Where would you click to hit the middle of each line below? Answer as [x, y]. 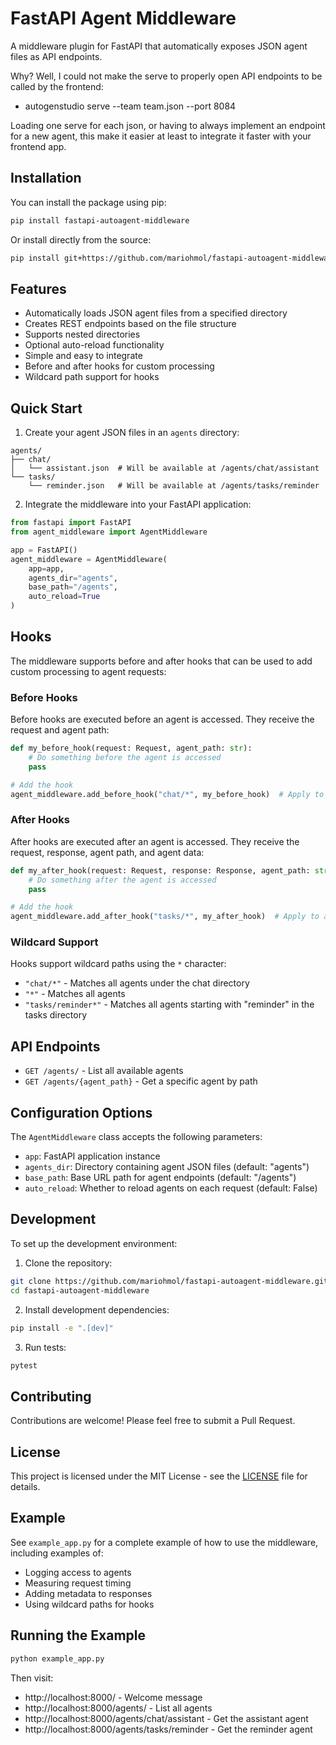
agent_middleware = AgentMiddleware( [89, 559]
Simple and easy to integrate [83, 356]
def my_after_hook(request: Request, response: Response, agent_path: [160, 870]
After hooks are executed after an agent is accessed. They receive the [155, 841]
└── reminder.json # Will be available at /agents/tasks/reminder [174, 486]
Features [38, 288]
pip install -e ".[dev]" [62, 1328]
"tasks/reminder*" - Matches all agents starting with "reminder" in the [169, 1004]
